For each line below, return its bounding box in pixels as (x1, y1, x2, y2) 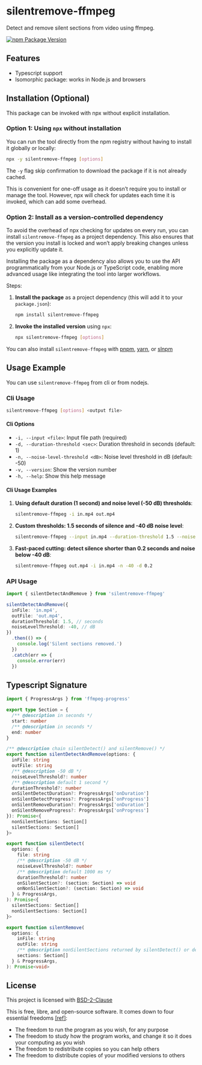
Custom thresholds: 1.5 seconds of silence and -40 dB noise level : (14, 522, 184, 529)
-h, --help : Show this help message (14, 472, 106, 479)
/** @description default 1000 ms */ (17, 868, 112, 875)
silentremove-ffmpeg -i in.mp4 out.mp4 (14, 511, 115, 517)
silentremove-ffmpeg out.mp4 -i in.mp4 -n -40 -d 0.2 (14, 563, 153, 569)
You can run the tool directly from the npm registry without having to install (6, 137, 192, 145)
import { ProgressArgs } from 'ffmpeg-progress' (6, 696, 130, 702)
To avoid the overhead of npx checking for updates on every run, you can (6, 227, 189, 234)
